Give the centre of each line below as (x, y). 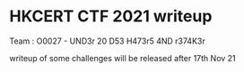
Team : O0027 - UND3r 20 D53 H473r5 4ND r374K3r (107, 41)
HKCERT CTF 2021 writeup (111, 16)
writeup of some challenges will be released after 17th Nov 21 (122, 58)
